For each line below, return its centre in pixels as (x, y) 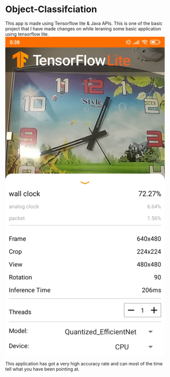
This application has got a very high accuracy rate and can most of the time (84, 363)
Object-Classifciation (51, 9)
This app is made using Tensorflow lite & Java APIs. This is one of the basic (84, 23)
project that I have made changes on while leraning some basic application (83, 28)
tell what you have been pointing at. (42, 369)
